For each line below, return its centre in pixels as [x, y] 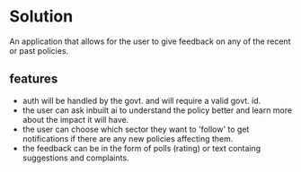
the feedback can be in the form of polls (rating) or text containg [142, 148]
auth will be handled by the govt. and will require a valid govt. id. [142, 100]
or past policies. [39, 50]
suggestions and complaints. [75, 158]
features [34, 79]
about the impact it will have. [75, 119]
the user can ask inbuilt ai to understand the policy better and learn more [157, 110]
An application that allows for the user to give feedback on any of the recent [150, 41]
